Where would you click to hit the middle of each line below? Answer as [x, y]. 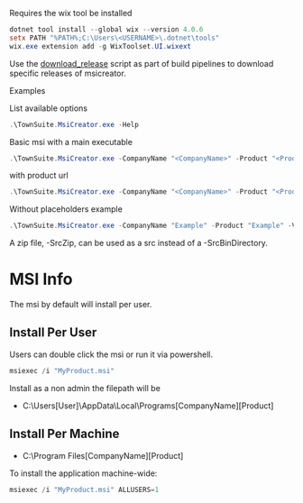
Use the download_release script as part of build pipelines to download [142, 63]
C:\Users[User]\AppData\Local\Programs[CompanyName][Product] [148, 406]
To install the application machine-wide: [83, 473]
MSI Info [41, 279]
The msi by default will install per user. [81, 305]
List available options [49, 108]
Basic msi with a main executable [71, 142]
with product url [39, 176]
